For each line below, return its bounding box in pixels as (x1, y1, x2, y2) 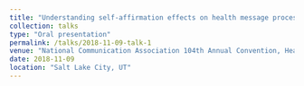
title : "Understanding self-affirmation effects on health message (9, 13, 270, 22)
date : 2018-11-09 (9, 55, 75, 64)
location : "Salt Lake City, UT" (9, 64, 131, 73)
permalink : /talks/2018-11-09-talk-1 (9, 38, 152, 47)
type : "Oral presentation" (9, 30, 111, 39)
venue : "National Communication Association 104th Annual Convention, (9, 47, 281, 56)
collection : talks (9, 21, 79, 30)
